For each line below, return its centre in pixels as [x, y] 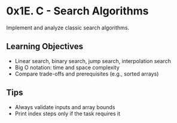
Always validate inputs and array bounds [65, 107]
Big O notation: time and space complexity [67, 67]
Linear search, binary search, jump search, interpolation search [93, 61]
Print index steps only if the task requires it [68, 113]
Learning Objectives [45, 46]
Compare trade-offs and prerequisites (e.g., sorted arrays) [87, 74]
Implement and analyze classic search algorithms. [68, 28]
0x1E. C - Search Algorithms [77, 11]
